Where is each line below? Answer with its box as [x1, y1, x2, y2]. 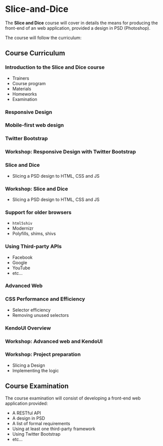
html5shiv [12, 221, 33, 226]
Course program [12, 80, 46, 86]
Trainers [12, 75, 30, 81]
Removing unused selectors [12, 312, 69, 318]
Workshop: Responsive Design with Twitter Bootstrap [5, 149, 136, 155]
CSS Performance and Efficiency [5, 296, 85, 302]
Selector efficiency [12, 307, 51, 313]
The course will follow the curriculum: [5, 35, 82, 41]
